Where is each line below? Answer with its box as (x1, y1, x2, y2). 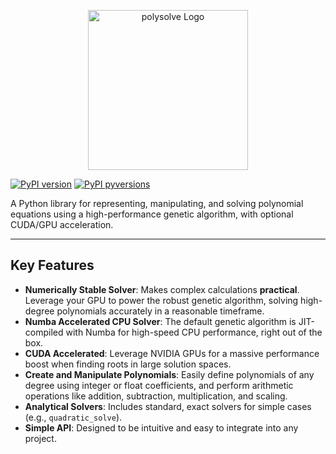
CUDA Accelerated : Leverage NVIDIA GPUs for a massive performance (24, 347, 320, 359)
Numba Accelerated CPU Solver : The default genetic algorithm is (24, 315, 297, 327)
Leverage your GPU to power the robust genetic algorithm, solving (24, 294, 299, 306)
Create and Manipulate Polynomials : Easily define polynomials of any (24, 368, 315, 380)
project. (24, 432, 57, 444)
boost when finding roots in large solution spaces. (24, 358, 232, 370)
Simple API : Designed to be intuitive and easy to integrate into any (24, 421, 299, 434)
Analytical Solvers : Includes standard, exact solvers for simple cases (24, 400, 312, 412)
